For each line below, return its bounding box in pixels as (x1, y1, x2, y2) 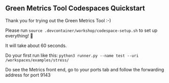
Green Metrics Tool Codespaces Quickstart (5, 4, 146, 13)
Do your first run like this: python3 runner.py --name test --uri (5, 52, 139, 58)
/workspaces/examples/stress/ (5, 58, 70, 63)
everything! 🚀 (5, 32, 33, 38)
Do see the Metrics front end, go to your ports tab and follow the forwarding (5, 66, 164, 72)
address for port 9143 (5, 72, 51, 78)
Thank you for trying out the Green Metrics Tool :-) (5, 17, 112, 23)
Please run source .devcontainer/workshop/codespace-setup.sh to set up (5, 27, 158, 33)
